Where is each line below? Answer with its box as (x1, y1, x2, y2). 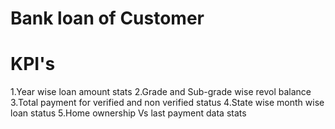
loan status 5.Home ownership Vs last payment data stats (10, 107, 247, 119)
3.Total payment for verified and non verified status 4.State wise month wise (10, 97, 325, 109)
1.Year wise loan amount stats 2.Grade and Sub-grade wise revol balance (10, 86, 312, 98)
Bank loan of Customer (10, 7, 205, 30)
